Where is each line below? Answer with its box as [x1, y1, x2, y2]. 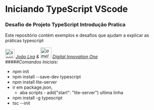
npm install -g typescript [12, 95, 63, 101]
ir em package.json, [12, 84, 53, 90]
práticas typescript [5, 38, 44, 44]
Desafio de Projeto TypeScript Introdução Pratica [5, 21, 126, 28]
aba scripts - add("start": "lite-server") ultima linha [19, 90, 124, 96]
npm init [12, 68, 29, 75]
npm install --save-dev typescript [12, 74, 81, 80]
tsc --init [12, 100, 31, 106]
